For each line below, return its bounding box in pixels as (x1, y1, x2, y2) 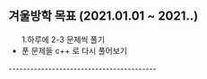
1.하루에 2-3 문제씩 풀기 (21, 34, 105, 45)
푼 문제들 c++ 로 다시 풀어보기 (21, 45, 127, 56)
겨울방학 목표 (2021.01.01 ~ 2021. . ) (8, 8, 199, 24)
